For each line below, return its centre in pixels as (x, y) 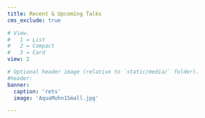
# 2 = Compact (31, 46)
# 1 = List (26, 39)
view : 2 (19, 59)
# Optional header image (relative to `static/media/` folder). (103, 72)
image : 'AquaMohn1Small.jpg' (56, 98)
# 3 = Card (26, 53)
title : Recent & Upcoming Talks (54, 14)
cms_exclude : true (34, 20)
